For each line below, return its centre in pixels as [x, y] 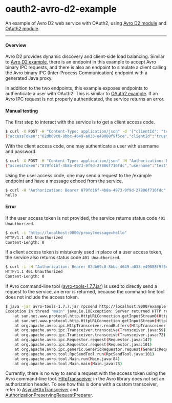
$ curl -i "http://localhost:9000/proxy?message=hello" [66, 233]
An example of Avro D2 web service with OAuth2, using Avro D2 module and [86, 23]
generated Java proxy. [29, 78]
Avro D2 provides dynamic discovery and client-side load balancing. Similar [85, 56]
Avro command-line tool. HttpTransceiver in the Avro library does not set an [85, 379]
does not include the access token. [42, 297]
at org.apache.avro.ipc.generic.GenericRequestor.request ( [79, 349]
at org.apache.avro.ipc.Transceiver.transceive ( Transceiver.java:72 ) [90, 335]
